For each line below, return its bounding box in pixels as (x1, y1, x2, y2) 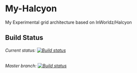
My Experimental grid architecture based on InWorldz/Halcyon (5, 19, 132, 25)
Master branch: (5, 63, 37, 69)
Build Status (5, 34, 44, 42)
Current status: (5, 47, 36, 53)
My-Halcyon (5, 3, 57, 14)
